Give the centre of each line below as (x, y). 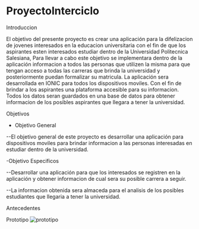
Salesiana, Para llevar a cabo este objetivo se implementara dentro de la (94, 58)
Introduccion (22, 27)
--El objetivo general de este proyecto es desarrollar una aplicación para (95, 137)
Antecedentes (23, 208)
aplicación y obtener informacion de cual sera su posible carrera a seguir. (96, 178)
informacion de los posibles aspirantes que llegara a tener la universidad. (96, 102)
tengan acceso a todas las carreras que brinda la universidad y (83, 70)
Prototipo (18, 219)
